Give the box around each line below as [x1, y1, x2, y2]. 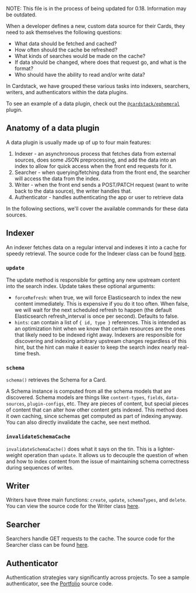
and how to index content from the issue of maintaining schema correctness [6, 458, 190, 465]
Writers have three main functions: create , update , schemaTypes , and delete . [6, 496, 187, 503]
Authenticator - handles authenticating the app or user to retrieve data [14, 193, 184, 201]
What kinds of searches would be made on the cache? [14, 53, 146, 59]
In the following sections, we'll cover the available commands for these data [6, 205, 188, 212]
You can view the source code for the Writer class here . [6, 503, 140, 510]
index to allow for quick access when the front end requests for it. [14, 162, 173, 169]
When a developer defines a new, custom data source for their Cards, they [6, 23, 185, 29]
